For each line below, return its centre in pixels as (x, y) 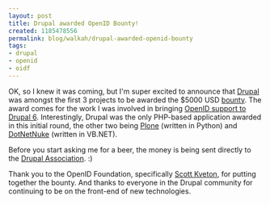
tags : (17, 46)
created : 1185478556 (43, 31)
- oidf (19, 69)
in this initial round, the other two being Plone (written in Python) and (123, 125)
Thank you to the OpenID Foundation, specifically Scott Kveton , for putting (132, 173)
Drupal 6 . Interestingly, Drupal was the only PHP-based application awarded (135, 117)
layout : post (30, 16)
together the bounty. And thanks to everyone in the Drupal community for (131, 182)
